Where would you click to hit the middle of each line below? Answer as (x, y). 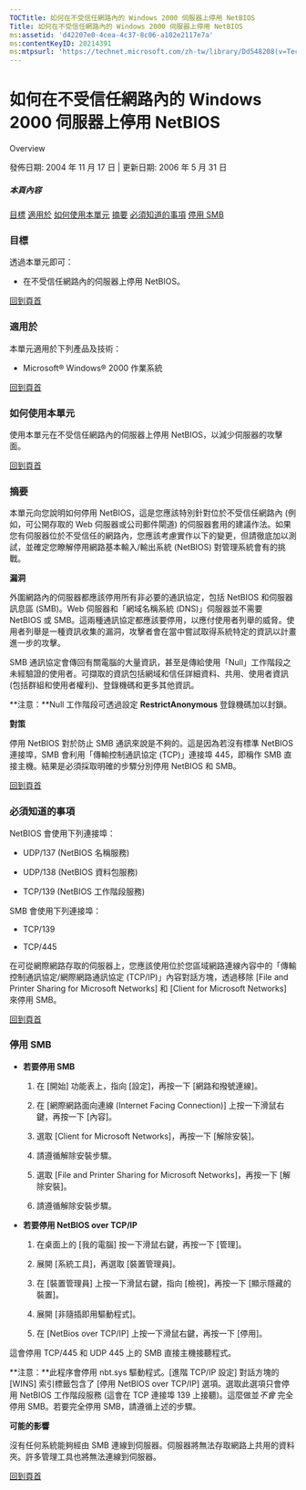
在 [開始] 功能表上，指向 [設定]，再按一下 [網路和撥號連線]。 (149, 1086)
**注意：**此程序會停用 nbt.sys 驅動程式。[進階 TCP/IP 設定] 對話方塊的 (144, 1372)
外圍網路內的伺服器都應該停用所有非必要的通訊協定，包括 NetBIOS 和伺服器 (151, 598)
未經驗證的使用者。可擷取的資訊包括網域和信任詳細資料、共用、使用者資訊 (149, 674)
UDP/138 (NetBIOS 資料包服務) (80, 871)
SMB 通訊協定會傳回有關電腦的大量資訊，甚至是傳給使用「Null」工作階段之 (150, 662)
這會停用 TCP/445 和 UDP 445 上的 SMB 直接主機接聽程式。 (123, 1352)
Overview (27, 149)
